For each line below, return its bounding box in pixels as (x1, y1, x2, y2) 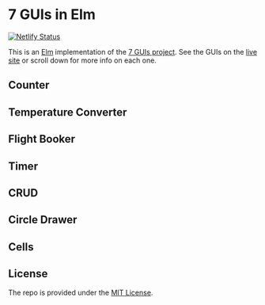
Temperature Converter (8, 105, 127, 119)
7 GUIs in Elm (8, 6, 97, 24)
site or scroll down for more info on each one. (8, 55, 157, 65)
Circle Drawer (8, 213, 78, 227)
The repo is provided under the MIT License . (8, 288, 153, 298)
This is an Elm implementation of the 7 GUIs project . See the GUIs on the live (8, 47, 258, 56)
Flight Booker (8, 132, 76, 146)
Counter (8, 78, 50, 92)
